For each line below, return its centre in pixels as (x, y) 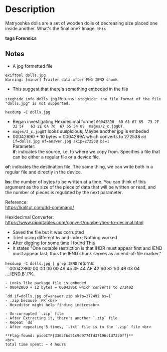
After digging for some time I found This (54, 243)
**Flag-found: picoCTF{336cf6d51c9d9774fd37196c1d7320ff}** (69, 335)
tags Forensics (21, 38)
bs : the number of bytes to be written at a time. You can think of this (76, 182)
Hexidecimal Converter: (30, 217)
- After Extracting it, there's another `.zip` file (61, 318)
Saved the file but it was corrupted (48, 232)
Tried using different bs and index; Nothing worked (65, 237)
